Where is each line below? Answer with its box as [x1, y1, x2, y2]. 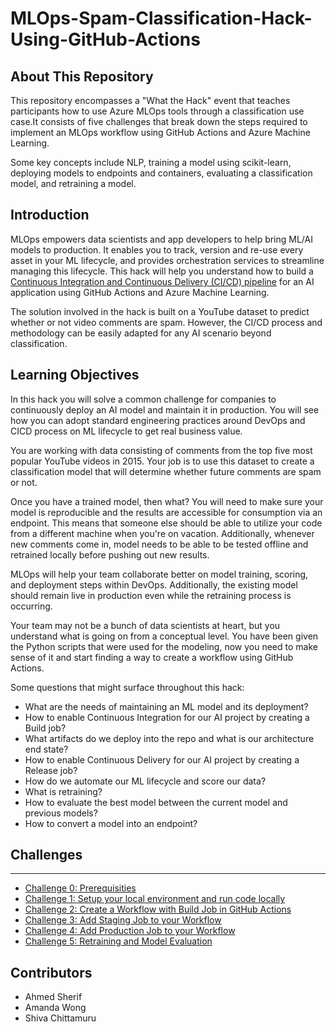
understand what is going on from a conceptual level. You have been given [10, 630, 319, 642]
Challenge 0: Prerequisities [24, 882, 137, 894]
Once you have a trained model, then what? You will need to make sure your [10, 495, 324, 507]
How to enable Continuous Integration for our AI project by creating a [24, 711, 310, 723]
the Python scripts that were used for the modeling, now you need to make [10, 640, 318, 652]
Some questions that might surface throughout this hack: [10, 681, 245, 693]
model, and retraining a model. [10, 178, 137, 189]
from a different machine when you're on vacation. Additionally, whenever [10, 527, 315, 539]
